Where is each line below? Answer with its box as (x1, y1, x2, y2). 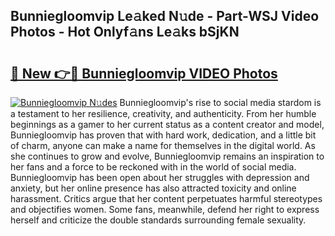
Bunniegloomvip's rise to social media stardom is (119, 97, 322, 108)
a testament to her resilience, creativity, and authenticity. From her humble (10, 108, 317, 119)
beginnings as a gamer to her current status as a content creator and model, (10, 119, 325, 130)
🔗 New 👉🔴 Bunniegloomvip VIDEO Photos (10, 65, 278, 82)
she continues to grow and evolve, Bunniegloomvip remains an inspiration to (10, 150, 325, 162)
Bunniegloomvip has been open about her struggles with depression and (10, 172, 310, 183)
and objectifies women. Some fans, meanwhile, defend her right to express (10, 204, 320, 215)
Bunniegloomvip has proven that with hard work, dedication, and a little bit (10, 129, 317, 141)
